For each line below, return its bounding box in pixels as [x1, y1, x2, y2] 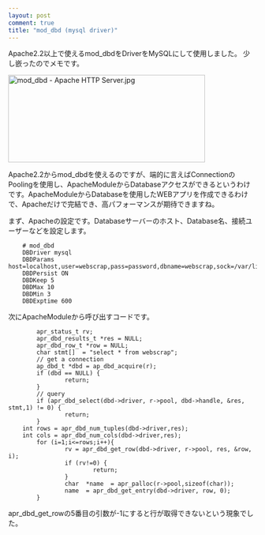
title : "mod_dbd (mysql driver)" [8, 26, 118, 34]
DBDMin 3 [22, 290, 51, 299]
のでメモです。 [35, 58, 84, 68]
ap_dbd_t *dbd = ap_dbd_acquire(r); [36, 363, 157, 371]
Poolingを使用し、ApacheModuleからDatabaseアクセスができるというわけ [8, 179, 251, 190]
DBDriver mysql [22, 249, 73, 257]
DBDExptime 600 [22, 297, 73, 305]
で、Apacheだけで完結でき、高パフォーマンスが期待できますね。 [8, 199, 219, 209]
